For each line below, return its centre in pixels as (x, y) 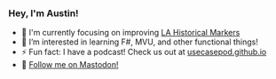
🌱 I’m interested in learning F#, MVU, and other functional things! (139, 42)
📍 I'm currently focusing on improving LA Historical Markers (130, 33)
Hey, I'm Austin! (43, 13)
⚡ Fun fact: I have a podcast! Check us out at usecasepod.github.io (144, 52)
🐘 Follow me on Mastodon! (70, 65)
